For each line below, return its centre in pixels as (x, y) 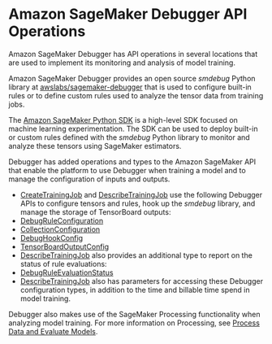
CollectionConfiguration (60, 229)
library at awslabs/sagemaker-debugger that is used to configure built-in (130, 87)
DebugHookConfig (52, 237)
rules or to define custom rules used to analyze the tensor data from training (136, 95)
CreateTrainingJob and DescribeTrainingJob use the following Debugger (141, 194)
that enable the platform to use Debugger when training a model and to (127, 170)
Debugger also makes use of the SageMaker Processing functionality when (135, 314)
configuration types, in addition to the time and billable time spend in (135, 290)
